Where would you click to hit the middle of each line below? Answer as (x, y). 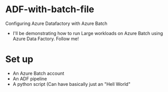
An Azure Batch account (38, 73)
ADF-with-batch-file (50, 9)
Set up (19, 59)
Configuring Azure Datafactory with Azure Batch (56, 23)
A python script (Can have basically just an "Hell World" (71, 84)
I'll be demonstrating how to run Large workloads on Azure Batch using (88, 33)
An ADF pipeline (30, 79)
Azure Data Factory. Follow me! (46, 39)
